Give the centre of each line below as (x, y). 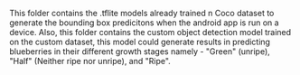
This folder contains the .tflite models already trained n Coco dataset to (142, 13)
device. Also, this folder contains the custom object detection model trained (150, 32)
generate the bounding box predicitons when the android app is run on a (144, 23)
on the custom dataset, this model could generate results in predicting (140, 42)
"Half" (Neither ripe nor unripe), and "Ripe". (90, 61)
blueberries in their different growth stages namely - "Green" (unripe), (140, 52)
